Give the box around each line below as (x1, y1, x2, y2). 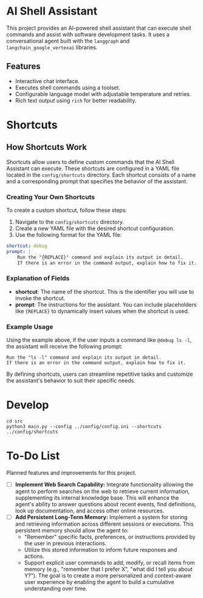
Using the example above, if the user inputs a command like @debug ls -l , (6, 336, 192, 344)
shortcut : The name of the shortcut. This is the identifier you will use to (15, 288, 194, 295)
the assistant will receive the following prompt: (6, 343, 123, 350)
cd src (6, 418, 23, 424)
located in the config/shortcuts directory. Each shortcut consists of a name (6, 171, 196, 178)
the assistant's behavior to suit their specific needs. (6, 377, 136, 384)
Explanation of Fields (6, 274, 70, 283)
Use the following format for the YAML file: (15, 231, 122, 239)
